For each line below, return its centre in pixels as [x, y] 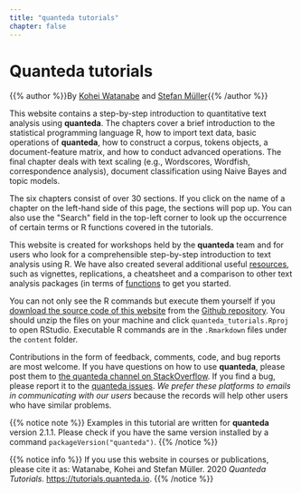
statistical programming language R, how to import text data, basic [133, 133]
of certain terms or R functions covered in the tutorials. [112, 227]
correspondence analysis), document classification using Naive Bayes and [148, 171]
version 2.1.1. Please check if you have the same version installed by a [139, 432]
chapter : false [38, 26]
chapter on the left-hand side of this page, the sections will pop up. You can [150, 208]
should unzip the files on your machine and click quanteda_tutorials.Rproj [149, 320]
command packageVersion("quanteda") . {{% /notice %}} [114, 442]
